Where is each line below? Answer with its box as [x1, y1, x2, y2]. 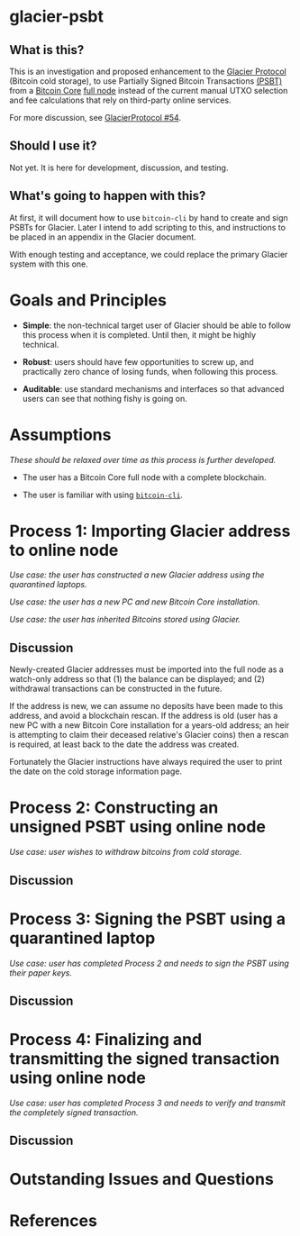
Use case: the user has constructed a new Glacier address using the [9, 569, 265, 580]
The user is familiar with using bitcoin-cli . [22, 489, 183, 500]
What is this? [9, 42, 85, 58]
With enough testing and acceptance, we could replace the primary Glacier [9, 249, 288, 259]
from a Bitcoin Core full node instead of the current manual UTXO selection [9, 86, 288, 95]
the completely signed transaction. [9, 1106, 139, 1118]
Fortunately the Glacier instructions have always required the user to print [9, 757, 283, 768]
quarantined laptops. [9, 579, 87, 590]
